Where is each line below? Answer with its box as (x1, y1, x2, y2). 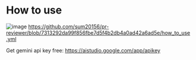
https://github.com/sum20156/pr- (28, 23, 109, 30)
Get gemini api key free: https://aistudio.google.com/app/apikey (6, 46, 161, 54)
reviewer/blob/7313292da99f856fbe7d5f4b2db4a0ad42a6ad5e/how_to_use (6, 29, 191, 36)
